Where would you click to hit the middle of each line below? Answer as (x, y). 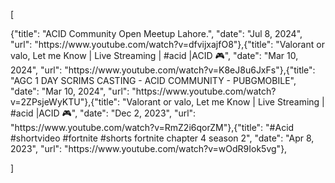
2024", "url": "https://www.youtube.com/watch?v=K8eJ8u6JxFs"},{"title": (163, 70)
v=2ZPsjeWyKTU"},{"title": (65, 102)
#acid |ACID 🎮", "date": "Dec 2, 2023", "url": (103, 113)
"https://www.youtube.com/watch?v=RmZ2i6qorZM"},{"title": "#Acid (152, 127)
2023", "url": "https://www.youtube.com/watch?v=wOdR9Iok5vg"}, (149, 148)
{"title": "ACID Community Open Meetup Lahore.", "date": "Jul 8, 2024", (156, 33)
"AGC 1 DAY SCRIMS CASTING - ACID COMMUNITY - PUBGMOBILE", (153, 80)
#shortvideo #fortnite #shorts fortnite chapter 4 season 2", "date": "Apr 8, (162, 138)
